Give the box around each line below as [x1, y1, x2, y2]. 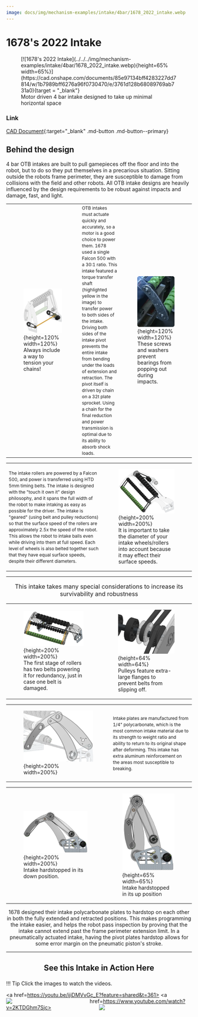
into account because [118, 545, 171, 553]
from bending [81, 356, 110, 362]
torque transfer [81, 274, 113, 280]
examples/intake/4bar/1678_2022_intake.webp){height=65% [21, 62, 169, 69]
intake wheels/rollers [118, 539, 169, 546]
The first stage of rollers [23, 659, 82, 666]
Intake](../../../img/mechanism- [57, 55, 131, 62]
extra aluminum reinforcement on [113, 753, 182, 759]
